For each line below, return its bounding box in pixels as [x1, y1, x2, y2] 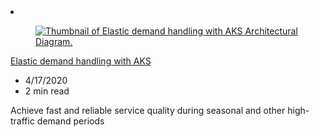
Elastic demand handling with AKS [10, 55, 152, 67]
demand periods [36, 115, 105, 127]
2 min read [24, 85, 70, 97]
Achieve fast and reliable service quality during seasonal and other [10, 105, 286, 116]
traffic [10, 115, 35, 127]
